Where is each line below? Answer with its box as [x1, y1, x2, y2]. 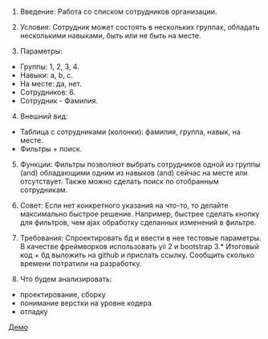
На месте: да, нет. [19, 79, 82, 88]
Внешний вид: [19, 111, 68, 121]
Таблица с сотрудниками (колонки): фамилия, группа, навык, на [19, 127, 241, 136]
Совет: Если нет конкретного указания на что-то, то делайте [19, 200, 229, 210]
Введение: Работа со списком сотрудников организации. [19, 7, 217, 16]
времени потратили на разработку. [19, 259, 142, 268]
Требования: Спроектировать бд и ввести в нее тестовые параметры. [19, 233, 262, 243]
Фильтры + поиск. [19, 144, 83, 153]
